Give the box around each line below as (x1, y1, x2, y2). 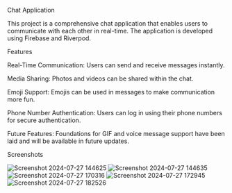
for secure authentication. (7, 116, 81, 124)
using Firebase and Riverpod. (7, 34, 92, 42)
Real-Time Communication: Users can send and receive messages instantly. (7, 61, 225, 69)
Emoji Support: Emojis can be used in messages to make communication (7, 88, 215, 96)
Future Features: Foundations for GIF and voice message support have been (7, 130, 226, 137)
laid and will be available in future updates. (7, 137, 130, 145)
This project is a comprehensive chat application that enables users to (7, 19, 208, 27)
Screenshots (7, 151, 44, 158)
